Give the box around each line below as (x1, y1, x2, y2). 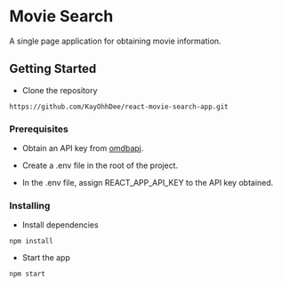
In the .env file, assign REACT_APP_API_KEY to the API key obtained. (21, 178, 274, 188)
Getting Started (9, 61, 97, 76)
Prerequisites (9, 123, 68, 135)
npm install (9, 237, 53, 246)
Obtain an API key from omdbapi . (21, 143, 144, 154)
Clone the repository (21, 84, 98, 95)
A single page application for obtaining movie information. (9, 36, 222, 46)
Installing (9, 199, 51, 211)
